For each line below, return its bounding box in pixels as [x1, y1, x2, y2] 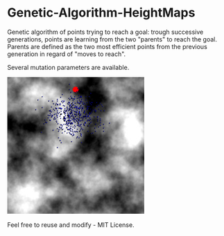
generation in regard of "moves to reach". [7, 50, 126, 58]
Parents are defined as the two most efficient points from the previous [7, 42, 208, 51]
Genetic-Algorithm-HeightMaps [7, 5, 196, 21]
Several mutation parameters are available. [7, 63, 130, 71]
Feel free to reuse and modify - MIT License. [7, 220, 135, 229]
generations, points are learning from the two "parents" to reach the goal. [7, 35, 217, 43]
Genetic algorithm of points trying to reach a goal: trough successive [7, 28, 204, 36]
